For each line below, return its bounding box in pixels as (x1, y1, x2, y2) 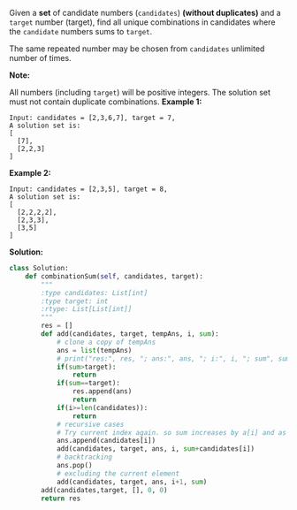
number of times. (9, 53, 72, 63)
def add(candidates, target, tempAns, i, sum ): (41, 330, 219, 339)
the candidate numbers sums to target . (9, 27, 153, 36)
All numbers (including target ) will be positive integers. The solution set (9, 88, 271, 97)
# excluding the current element (56, 468, 179, 478)
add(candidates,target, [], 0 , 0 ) (41, 485, 168, 494)
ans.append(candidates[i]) (56, 437, 156, 445)
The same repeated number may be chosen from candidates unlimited (9, 43, 265, 54)
